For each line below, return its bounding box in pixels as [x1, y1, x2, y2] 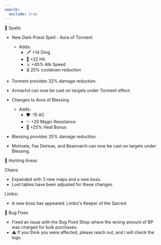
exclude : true [9, 12, 37, 16]
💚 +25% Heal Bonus [26, 124, 67, 130]
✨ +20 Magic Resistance [26, 118, 76, 124]
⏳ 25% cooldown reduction [26, 66, 81, 73]
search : [4, 7, 20, 12]
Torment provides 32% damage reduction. [11, 78, 97, 84]
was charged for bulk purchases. [11, 224, 78, 230]
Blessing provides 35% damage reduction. [11, 133, 97, 139]
